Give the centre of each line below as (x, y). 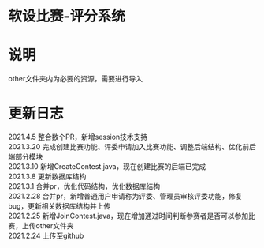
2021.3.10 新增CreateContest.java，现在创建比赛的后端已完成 (107, 167)
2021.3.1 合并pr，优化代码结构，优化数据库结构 (84, 186)
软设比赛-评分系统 (67, 16)
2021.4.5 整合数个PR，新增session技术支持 (78, 137)
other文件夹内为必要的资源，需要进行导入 (76, 79)
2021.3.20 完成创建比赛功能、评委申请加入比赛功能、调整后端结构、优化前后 (132, 147)
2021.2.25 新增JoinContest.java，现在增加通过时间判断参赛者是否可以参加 (128, 216)
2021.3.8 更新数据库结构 (47, 177)
